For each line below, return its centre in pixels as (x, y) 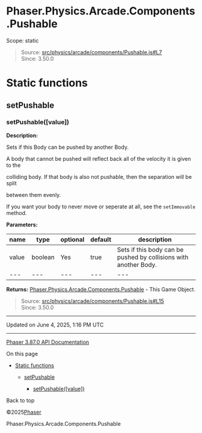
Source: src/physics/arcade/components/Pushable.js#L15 (92, 301)
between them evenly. (34, 195)
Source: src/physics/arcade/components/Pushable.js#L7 (91, 52)
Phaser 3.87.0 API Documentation (48, 342)
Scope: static (23, 40)
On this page (22, 354)
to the (14, 165)
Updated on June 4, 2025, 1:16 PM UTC (55, 325)
